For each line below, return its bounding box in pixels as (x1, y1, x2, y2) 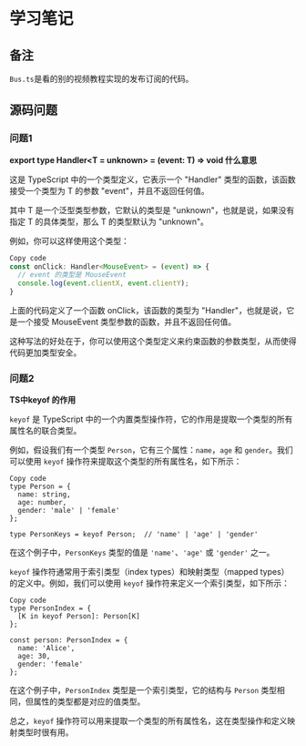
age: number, (17, 498, 67, 507)
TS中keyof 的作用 (9, 394, 76, 405)
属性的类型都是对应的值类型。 (33, 696, 146, 707)
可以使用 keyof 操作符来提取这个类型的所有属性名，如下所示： (9, 456, 242, 467)
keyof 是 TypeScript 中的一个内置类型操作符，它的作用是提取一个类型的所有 (9, 414, 293, 424)
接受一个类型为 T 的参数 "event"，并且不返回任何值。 (9, 185, 209, 196)
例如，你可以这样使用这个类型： (9, 235, 129, 246)
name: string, (17, 490, 71, 499)
